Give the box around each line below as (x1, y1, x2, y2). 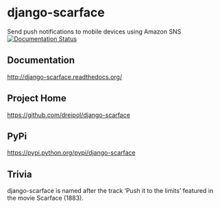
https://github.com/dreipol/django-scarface (7, 111, 130, 119)
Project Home (7, 92, 66, 104)
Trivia (7, 168, 32, 180)
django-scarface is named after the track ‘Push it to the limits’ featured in (7, 187, 214, 195)
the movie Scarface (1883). (7, 194, 84, 203)
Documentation (7, 55, 75, 66)
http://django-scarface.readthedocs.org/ (7, 73, 122, 81)
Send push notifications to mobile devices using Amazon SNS (7, 27, 182, 36)
